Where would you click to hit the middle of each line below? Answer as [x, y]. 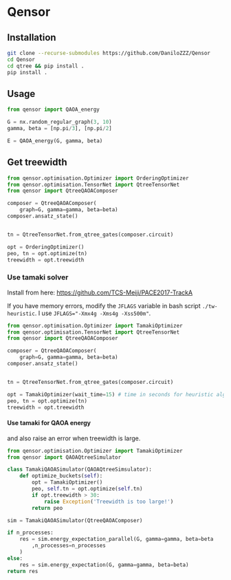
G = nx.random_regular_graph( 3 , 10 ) [59, 122]
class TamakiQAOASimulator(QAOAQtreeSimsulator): [80, 470]
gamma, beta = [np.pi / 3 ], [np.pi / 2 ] [59, 129]
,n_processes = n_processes [69, 546]
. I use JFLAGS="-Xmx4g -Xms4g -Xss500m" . [93, 313]
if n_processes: [30, 533]
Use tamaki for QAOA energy [49, 423]
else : [15, 558]
